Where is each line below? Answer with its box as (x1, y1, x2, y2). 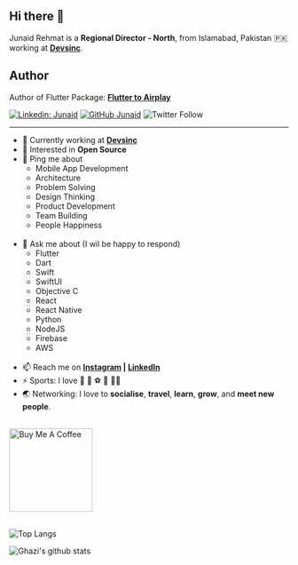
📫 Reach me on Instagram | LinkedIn (21, 362, 161, 372)
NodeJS (35, 323, 66, 334)
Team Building (35, 210, 88, 220)
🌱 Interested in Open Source (21, 144, 127, 155)
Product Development (35, 201, 115, 211)
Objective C (35, 285, 79, 296)
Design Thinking (35, 191, 96, 202)
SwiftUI (35, 276, 62, 287)
